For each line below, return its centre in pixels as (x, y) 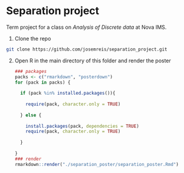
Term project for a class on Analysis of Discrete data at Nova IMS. (86, 27)
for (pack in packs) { (42, 82)
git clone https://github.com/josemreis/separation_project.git (87, 49)
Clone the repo (33, 38)
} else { (31, 115)
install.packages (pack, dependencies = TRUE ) (83, 126)
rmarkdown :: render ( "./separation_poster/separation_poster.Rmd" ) (96, 164)
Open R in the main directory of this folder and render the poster (93, 61)
